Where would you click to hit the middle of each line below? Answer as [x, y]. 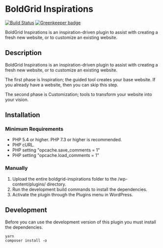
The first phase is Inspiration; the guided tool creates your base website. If [80, 79]
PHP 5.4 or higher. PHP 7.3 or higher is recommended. [67, 140]
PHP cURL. [23, 145]
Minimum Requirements [34, 129]
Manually [16, 168]
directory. [56, 184]
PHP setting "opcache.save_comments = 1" [56, 150]
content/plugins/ [29, 184]
